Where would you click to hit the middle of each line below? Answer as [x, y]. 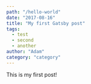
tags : [13, 29]
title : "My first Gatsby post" [46, 23]
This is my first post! [32, 74]
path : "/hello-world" [34, 12]
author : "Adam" [25, 52]
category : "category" [34, 57]
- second [23, 40]
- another [24, 46]
